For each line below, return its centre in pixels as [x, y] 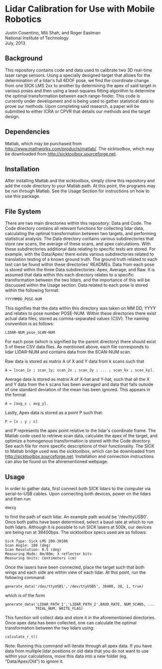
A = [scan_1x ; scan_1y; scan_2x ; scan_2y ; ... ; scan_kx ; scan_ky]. [80, 370]
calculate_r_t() [21, 637]
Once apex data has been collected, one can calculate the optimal [71, 623]
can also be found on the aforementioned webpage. [57, 462]
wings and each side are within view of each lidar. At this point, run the [75, 572]
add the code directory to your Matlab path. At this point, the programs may [80, 186]
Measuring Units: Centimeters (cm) [41, 558]
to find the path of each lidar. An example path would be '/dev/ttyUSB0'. [77, 517]
